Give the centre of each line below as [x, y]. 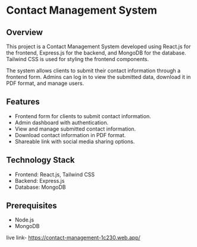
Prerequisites [32, 206]
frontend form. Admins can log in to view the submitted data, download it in [98, 77]
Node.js [24, 220]
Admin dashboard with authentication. [62, 122]
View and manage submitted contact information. [75, 129]
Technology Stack [40, 160]
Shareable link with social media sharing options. [75, 141]
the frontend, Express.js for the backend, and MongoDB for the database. [96, 53]
